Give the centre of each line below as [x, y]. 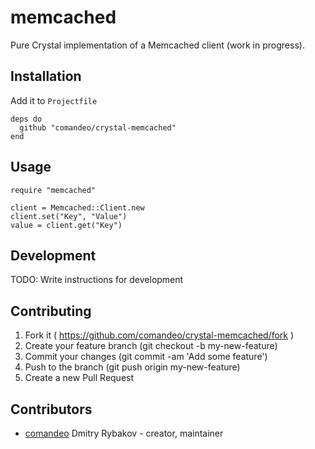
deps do [26, 119]
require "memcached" [53, 190]
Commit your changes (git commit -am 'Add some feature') [146, 357]
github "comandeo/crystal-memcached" [98, 127]
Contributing [51, 311]
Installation [46, 76]
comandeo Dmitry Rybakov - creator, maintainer [124, 433]
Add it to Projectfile [54, 100]
